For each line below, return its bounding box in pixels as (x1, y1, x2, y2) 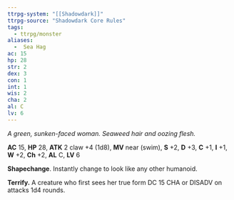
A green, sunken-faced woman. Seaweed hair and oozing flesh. (7, 129, 196, 137)
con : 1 (7, 76, 27, 84)
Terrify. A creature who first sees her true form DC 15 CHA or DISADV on (7, 178, 223, 186)
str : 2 (7, 63, 27, 70)
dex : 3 (7, 70, 27, 77)
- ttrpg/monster (14, 30, 62, 38)
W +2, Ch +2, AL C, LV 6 (7, 150, 81, 159)
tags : (7, 23, 24, 31)
